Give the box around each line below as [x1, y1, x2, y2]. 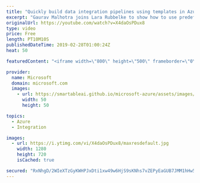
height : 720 [17, 151, 46, 158]
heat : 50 [6, 48, 28, 54]
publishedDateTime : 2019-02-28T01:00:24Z [6, 42, 111, 48]
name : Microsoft [11, 75, 52, 80]
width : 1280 [17, 146, 46, 152]
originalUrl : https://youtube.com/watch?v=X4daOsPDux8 [6, 20, 145, 26]
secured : [6, 168, 28, 173]
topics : [6, 113, 26, 119]
